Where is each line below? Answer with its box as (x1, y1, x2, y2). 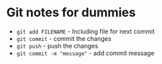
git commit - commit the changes (16, 34, 112, 42)
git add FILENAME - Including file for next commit (16, 27, 155, 35)
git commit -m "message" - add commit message (16, 49, 155, 57)
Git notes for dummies (6, 5, 136, 20)
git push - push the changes (16, 42, 99, 50)
